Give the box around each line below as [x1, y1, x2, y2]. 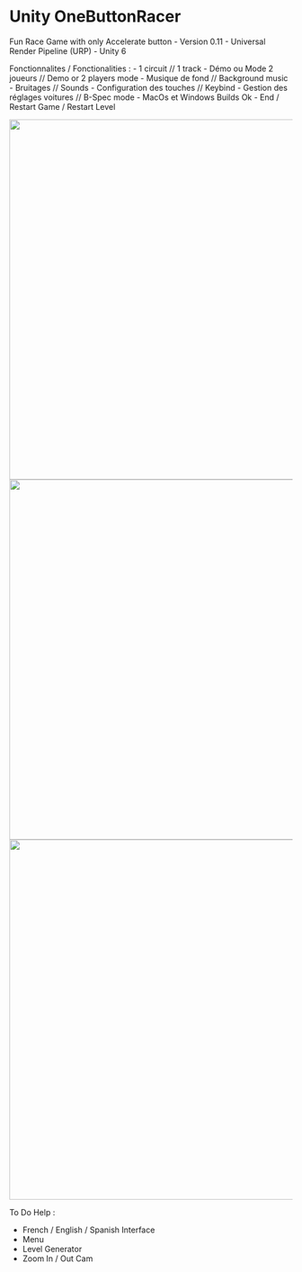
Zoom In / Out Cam [22, 1253, 93, 1264]
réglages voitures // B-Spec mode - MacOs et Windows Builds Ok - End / [9, 92, 280, 103]
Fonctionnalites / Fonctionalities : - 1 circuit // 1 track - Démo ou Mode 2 [9, 63, 274, 74]
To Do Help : [9, 1206, 56, 1217]
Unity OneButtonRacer [9, 6, 182, 27]
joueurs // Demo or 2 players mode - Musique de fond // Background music [9, 72, 289, 83]
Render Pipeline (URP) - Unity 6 [9, 45, 127, 56]
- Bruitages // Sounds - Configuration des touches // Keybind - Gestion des [9, 82, 288, 93]
